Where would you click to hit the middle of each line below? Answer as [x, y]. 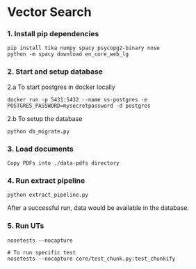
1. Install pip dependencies [53, 34]
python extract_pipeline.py [48, 195]
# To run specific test [42, 252]
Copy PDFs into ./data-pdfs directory [63, 163]
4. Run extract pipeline [46, 180]
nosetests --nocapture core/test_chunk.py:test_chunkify [91, 259]
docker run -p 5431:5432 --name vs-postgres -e [77, 99]
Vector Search [49, 12]
